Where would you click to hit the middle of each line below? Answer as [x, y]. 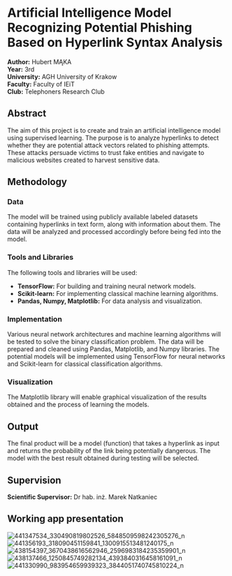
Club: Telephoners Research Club [56, 91]
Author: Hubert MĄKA [39, 61]
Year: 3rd [21, 69]
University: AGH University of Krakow [62, 76]
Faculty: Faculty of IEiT [41, 84]
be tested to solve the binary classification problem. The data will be [106, 342]
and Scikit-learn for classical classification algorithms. [85, 364]
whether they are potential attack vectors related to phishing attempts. [108, 145]
